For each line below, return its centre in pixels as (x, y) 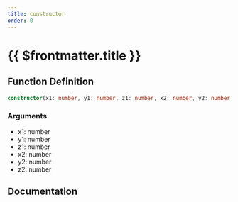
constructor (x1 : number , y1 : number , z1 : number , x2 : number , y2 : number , (120, 98)
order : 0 (20, 21)
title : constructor (36, 14)
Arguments (27, 116)
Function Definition (51, 82)
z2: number (34, 169)
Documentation (43, 192)
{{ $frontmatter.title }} (74, 56)
